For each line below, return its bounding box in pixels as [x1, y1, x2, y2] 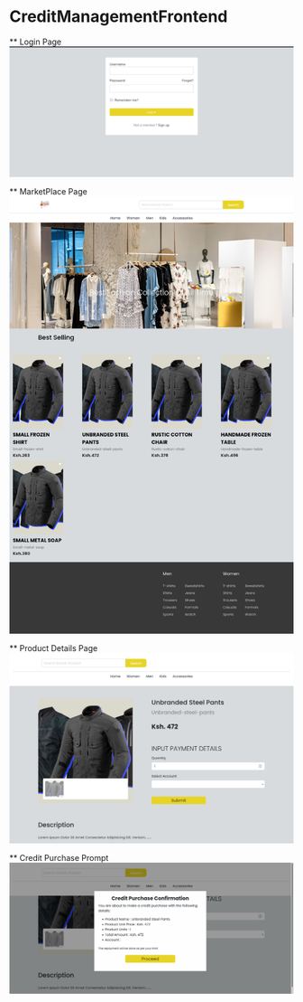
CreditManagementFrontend [9, 6, 228, 27]
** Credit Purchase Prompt [9, 853, 109, 864]
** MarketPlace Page [9, 186, 87, 197]
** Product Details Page [9, 643, 98, 654]
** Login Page [9, 36, 62, 47]
